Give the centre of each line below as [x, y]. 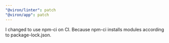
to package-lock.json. [28, 35]
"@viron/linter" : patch [31, 10]
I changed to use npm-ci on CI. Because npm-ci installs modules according [85, 29]
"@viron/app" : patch [27, 15]
